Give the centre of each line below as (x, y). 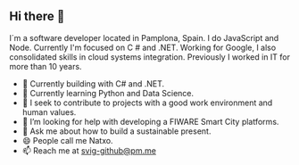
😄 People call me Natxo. (67, 140)
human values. (49, 111)
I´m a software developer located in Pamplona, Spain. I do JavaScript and (144, 37)
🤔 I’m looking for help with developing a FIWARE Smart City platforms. (150, 121)
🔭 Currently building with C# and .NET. (93, 83)
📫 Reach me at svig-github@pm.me (89, 150)
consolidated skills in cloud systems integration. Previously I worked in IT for (150, 57)
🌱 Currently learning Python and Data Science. (108, 93)
